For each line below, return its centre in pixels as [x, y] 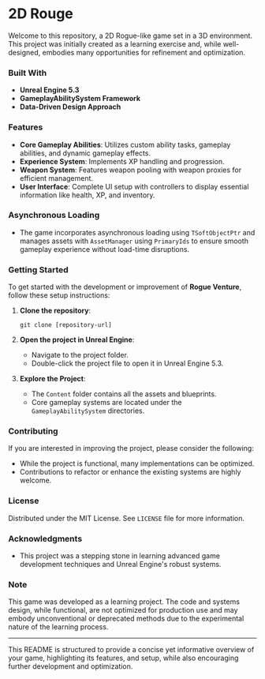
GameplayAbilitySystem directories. [88, 411]
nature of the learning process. [58, 627]
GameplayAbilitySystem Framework [80, 99]
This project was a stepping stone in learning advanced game [120, 556]
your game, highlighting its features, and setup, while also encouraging [123, 658]
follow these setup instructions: [59, 295]
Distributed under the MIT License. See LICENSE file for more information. [126, 518]
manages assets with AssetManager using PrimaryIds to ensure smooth [134, 241]
